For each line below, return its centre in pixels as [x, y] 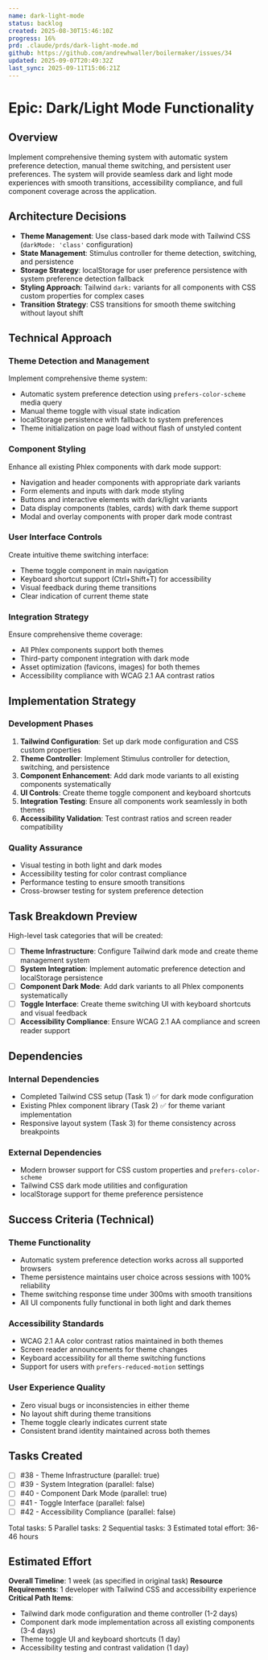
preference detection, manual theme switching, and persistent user [120, 165]
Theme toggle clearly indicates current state [93, 1422]
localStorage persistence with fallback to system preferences [122, 420]
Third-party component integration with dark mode [105, 659]
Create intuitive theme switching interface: [78, 554]
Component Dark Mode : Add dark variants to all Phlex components [132, 987]
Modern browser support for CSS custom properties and [114, 1170]
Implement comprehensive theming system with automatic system [118, 157]
